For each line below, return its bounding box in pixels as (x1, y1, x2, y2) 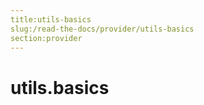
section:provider (10, 33, 83, 43)
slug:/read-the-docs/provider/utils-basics (10, 24, 195, 34)
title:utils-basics (10, 14, 92, 25)
